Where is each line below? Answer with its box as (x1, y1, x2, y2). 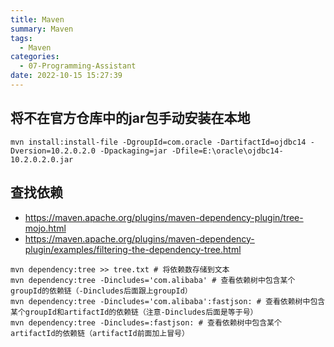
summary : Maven (10, 24, 74, 34)
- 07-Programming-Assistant (19, 61, 137, 71)
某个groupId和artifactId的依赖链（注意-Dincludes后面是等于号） (10, 307, 258, 317)
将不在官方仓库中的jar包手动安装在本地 (10, 110, 251, 127)
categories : (10, 52, 60, 62)
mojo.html (24, 222, 67, 234)
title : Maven (10, 14, 65, 25)
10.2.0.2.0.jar (10, 154, 74, 165)
